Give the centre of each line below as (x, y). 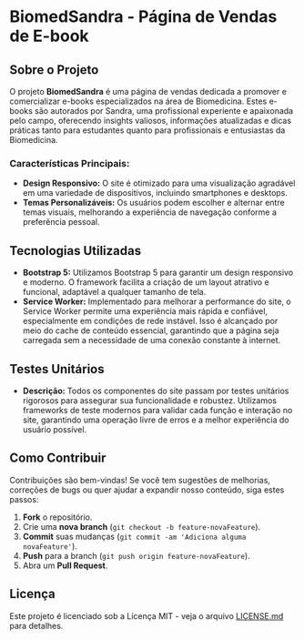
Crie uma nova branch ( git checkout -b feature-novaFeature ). (142, 526)
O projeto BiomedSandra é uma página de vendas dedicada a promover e (148, 91)
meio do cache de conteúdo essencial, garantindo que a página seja (151, 330)
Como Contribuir (58, 458)
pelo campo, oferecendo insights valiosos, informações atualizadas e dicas (151, 121)
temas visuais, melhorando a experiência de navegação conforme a (150, 212)
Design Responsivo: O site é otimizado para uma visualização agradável (159, 183)
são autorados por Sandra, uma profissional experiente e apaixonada (164, 111)
